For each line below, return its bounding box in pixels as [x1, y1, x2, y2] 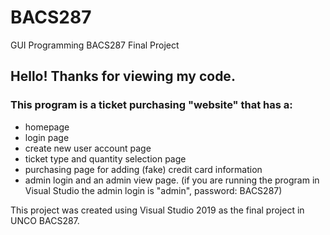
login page [24, 131, 70, 143]
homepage [24, 121, 70, 133]
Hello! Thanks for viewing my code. [10, 68, 236, 85]
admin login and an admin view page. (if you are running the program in [24, 174, 320, 186]
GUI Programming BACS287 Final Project [10, 39, 180, 51]
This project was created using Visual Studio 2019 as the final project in [10, 204, 305, 216]
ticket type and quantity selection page [24, 152, 187, 165]
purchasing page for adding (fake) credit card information [24, 163, 263, 175]
